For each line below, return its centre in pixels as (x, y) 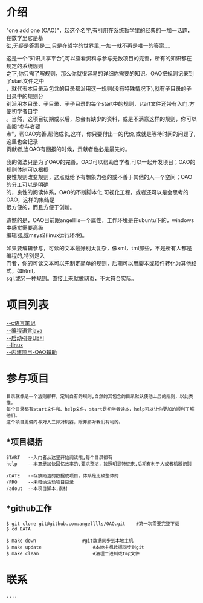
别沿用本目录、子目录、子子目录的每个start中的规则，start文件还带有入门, (98, 103)
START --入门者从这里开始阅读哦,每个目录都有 (60, 457)
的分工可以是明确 (27, 184)
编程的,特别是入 (26, 255)
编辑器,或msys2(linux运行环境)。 (47, 235)
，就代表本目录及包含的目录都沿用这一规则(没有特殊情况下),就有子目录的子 (99, 88)
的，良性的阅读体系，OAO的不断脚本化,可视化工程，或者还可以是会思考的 (98, 192)
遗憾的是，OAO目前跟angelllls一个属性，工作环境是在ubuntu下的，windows (100, 220)
